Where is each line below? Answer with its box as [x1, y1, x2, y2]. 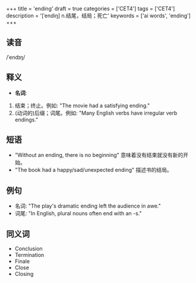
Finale [14, 258, 30, 265]
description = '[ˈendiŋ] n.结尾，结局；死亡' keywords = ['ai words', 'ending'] [6, 12, 191, 19]
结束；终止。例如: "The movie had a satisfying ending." [14, 102, 150, 109]
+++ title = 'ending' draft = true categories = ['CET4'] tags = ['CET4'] [6, 5, 175, 12]
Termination [14, 251, 45, 259]
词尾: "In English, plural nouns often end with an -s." [14, 210, 142, 217]
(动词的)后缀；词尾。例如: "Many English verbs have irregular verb [14, 109, 178, 117]
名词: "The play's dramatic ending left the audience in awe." [14, 202, 162, 210]
